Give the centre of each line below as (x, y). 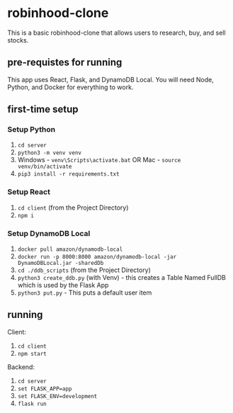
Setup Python (31, 130)
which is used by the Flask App (63, 285)
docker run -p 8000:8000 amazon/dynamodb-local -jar (97, 257)
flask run (32, 404)
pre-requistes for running (65, 63)
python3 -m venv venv (49, 153)
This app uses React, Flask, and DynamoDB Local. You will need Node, (110, 79)
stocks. (18, 40)
